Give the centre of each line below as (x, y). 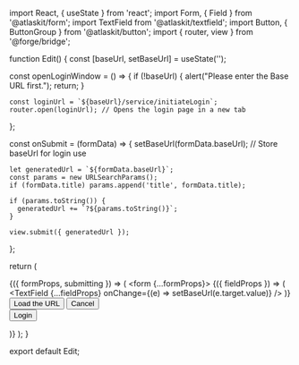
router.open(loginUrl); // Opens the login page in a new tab (128, 110)
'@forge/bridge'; (40, 41)
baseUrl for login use (48, 153)
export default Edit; (45, 351)
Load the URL (37, 303)
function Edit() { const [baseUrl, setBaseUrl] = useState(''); (118, 59)
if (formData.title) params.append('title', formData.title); (128, 185)
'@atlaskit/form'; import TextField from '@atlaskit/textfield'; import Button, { (149, 22)
